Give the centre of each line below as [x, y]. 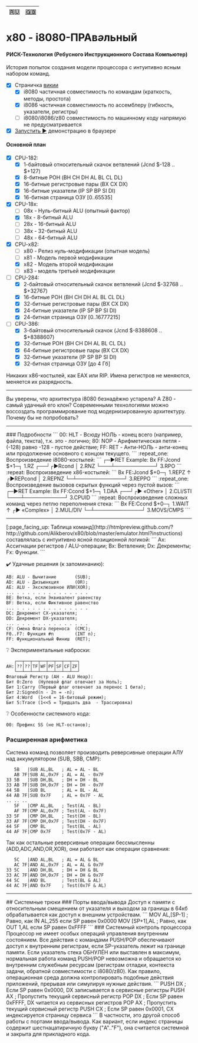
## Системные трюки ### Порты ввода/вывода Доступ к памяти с [91, 902]
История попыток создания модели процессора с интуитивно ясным [93, 67]
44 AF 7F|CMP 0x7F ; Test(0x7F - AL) [57, 832]
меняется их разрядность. [39, 381]
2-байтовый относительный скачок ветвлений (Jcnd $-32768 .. [103, 284]
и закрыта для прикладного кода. [48, 1034]
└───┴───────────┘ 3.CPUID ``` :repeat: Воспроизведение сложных [97, 497]
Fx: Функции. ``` [26, 552]
